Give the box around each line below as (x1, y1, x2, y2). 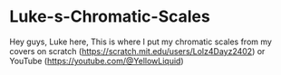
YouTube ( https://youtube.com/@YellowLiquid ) (9, 55, 184, 66)
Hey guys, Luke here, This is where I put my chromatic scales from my (9, 36, 272, 47)
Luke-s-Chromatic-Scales (9, 6, 210, 27)
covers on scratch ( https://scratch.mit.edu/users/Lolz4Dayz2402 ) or (9, 45, 266, 56)
